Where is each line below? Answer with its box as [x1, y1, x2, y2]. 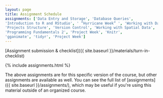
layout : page [5, 7, 32, 12]
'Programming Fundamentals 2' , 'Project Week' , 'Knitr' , [5, 30, 123, 35]
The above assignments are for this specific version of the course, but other [5, 72, 157, 78]
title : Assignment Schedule [5, 12, 62, 17]
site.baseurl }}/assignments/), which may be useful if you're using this [11, 82, 152, 88]
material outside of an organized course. [5, 87, 86, 93]
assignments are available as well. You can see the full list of [5, 77, 126, 83]
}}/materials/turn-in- [109, 47, 150, 54]
